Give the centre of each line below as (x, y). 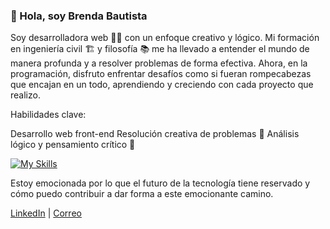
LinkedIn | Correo (46, 213)
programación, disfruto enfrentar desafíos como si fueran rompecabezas (161, 74)
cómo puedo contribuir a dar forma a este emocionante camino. (142, 194)
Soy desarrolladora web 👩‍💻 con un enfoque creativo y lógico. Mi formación (165, 38)
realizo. (25, 95)
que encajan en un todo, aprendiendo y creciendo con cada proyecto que (162, 85)
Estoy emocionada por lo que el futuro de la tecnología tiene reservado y (160, 183)
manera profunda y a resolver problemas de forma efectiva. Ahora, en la (159, 63)
